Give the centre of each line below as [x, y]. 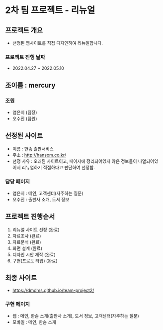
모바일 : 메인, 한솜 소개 [34, 322]
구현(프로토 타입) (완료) [35, 261]
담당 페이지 [18, 181]
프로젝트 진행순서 [30, 217]
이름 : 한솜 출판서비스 [33, 149]
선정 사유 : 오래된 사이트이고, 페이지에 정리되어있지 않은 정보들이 [75, 161]
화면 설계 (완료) [27, 248]
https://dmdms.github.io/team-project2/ [53, 290]
